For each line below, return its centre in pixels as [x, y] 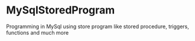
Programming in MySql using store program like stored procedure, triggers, [97, 26]
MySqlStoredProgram [61, 10]
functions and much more [38, 32]
